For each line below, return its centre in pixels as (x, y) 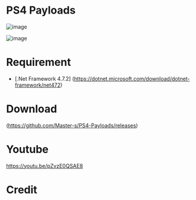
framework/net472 (38, 85)
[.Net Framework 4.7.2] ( (44, 78)
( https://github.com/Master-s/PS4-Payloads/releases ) (72, 125)
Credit (22, 190)
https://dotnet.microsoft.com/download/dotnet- (132, 78)
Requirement (38, 62)
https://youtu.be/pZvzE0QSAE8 (45, 166)
